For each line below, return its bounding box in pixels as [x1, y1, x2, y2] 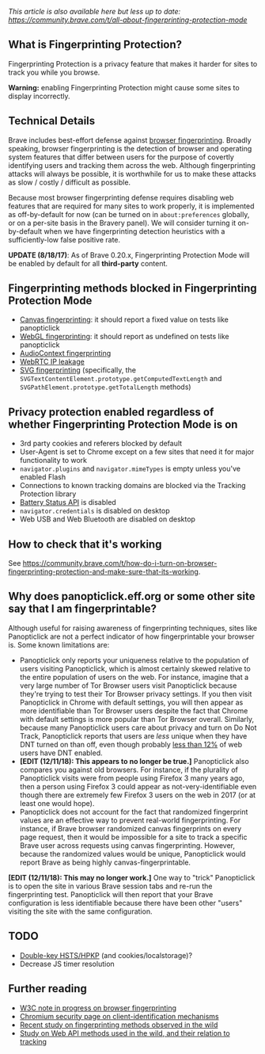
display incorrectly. [8, 91, 70, 101]
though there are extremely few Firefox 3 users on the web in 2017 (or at [19, 790, 256, 800]
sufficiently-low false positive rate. [8, 235, 121, 244]
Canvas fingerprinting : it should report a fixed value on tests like [19, 315, 229, 324]
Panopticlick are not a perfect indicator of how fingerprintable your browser [8, 632, 255, 641]
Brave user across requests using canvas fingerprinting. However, [19, 840, 236, 850]
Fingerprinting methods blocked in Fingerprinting [8, 281, 257, 296]
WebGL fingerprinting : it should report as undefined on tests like [19, 332, 229, 342]
